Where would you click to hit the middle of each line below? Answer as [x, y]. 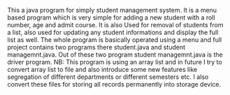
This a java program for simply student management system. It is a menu [112, 10]
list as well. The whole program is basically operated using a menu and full [115, 40]
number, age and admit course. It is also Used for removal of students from [115, 25]
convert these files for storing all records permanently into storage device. [114, 84]
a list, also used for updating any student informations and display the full [113, 32]
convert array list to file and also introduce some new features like [102, 70]
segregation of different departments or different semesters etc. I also [108, 77]
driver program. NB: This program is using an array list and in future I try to [115, 62]
